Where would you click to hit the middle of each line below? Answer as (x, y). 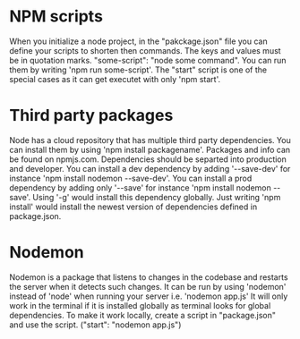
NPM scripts (56, 17)
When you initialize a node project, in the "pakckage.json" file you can (138, 41)
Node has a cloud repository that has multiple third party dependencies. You (150, 140)
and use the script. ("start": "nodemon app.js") (95, 325)
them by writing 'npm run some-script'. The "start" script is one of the (138, 70)
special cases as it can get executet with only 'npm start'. (115, 79)
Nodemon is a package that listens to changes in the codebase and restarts (149, 277)
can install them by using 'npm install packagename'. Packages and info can (150, 149)
